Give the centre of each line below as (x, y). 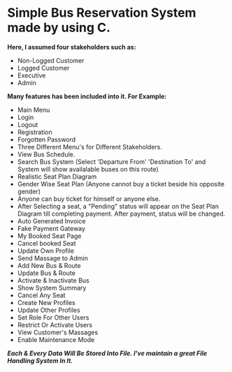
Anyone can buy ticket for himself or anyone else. (89, 199)
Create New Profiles (46, 302)
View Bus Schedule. (46, 154)
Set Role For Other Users (53, 317)
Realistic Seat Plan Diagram (57, 177)
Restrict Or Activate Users (55, 325)
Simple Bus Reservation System (102, 13)
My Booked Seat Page (49, 236)
